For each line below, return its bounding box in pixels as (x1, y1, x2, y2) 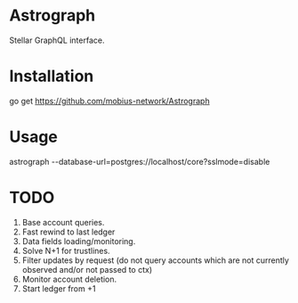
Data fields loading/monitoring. (21, 235, 136, 246)
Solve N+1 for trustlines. (21, 245, 110, 256)
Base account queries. (21, 217, 105, 227)
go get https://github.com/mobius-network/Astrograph (9, 95, 211, 106)
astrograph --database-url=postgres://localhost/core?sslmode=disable (9, 156, 270, 167)
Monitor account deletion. (21, 274, 117, 284)
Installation (9, 66, 94, 86)
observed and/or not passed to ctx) (21, 264, 153, 274)
